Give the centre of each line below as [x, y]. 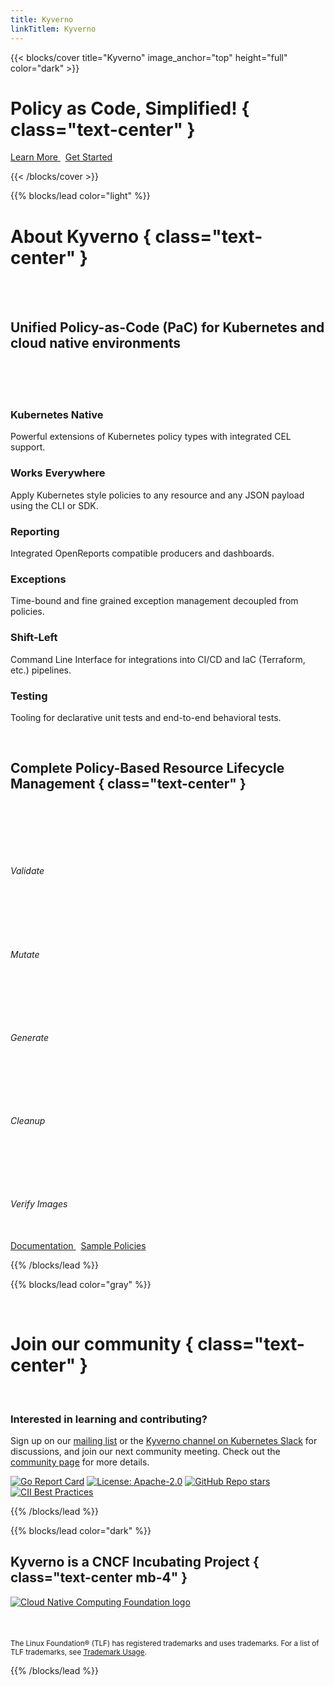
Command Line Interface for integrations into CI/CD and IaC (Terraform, [158, 659]
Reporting [35, 531]
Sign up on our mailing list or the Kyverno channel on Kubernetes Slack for [164, 1441]
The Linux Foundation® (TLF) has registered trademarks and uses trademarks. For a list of [165, 1643]
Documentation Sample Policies [78, 1245]
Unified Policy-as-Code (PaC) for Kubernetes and [167, 327]
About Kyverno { [81, 236]
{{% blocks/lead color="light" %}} [80, 196]
